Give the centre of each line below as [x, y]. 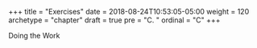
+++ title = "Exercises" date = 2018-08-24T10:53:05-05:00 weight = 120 [129, 12]
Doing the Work [34, 36]
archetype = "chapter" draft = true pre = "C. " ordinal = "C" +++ [114, 20]
